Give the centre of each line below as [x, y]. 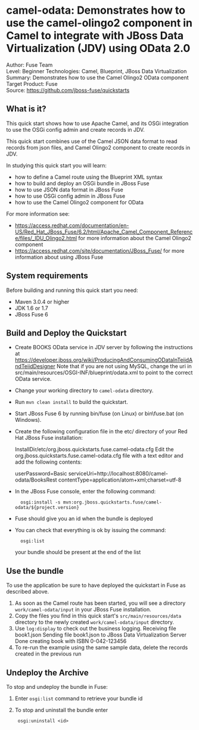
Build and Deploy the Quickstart [66, 333]
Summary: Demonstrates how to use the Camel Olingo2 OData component [97, 77]
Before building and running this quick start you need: [72, 290]
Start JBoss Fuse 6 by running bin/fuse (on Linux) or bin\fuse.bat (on [99, 414]
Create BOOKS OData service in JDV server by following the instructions [104, 347]
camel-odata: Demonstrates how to [96, 10]
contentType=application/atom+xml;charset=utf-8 [120, 480]
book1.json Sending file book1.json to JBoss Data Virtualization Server [100, 635]
